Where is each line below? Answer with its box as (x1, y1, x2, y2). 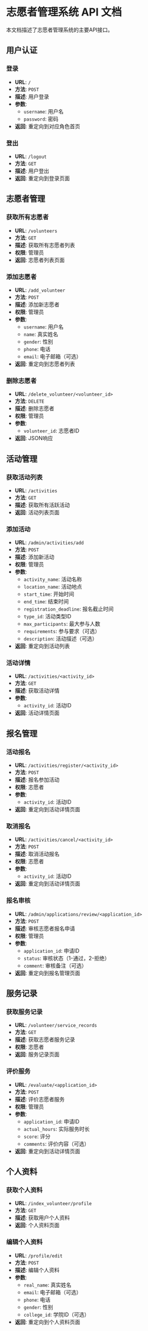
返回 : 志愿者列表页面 (14, 256, 65, 263)
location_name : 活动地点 (23, 583, 82, 590)
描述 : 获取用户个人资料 (14, 1214, 70, 1221)
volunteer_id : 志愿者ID (23, 427, 80, 434)
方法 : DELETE (14, 397, 44, 404)
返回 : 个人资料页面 (14, 1222, 60, 1229)
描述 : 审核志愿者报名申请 (14, 925, 75, 932)
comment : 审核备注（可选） (23, 962, 87, 969)
